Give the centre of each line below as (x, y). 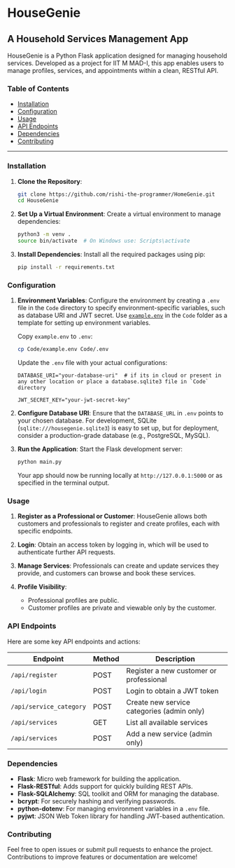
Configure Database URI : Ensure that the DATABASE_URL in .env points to (120, 413)
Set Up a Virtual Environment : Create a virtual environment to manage (119, 214)
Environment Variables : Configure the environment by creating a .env (119, 300)
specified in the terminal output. (63, 483)
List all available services (167, 722)
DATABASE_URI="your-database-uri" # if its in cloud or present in (119, 376)
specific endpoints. (45, 531)
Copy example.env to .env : (55, 336)
